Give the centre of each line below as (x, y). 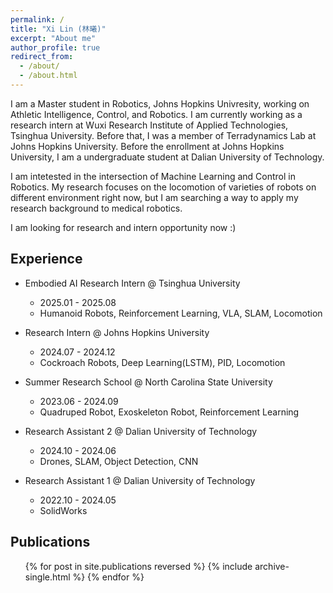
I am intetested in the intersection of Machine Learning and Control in (153, 176)
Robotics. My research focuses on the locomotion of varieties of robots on (163, 187)
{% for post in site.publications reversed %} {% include (138, 566)
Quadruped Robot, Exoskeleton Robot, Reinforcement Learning (169, 412)
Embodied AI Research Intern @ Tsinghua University (132, 283)
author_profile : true (55, 47)
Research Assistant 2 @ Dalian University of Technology (141, 431)
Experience (46, 259)
